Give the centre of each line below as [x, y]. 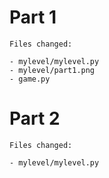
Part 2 [35, 118]
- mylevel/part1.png [52, 70]
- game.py [30, 79]
